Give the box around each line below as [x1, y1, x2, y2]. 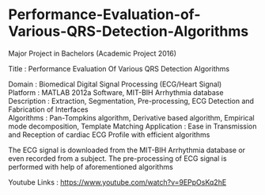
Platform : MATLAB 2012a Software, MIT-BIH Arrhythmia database [8, 87, 224, 97]
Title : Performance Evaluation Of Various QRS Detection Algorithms [8, 63, 230, 73]
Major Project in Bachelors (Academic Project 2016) [8, 48, 176, 58]
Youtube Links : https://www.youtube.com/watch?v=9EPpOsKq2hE [8, 177, 227, 187]
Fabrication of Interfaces [8, 105, 89, 114]
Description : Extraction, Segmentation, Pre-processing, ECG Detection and [8, 96, 255, 105]
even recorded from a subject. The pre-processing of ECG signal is [8, 153, 227, 163]
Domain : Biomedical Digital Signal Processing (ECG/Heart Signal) [8, 79, 222, 89]
